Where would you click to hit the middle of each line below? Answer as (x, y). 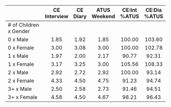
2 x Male (18, 72)
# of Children (23, 25)
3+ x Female (23, 97)
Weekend (103, 16)
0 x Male (18, 39)
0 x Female (21, 48)
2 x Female (21, 81)
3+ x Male (20, 89)
